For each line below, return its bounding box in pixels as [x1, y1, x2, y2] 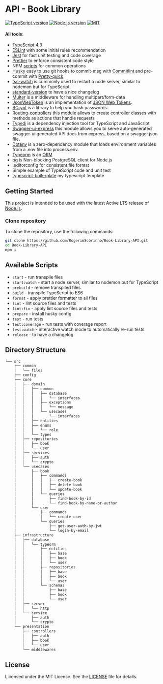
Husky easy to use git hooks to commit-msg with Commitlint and [12, 68, 143, 74]
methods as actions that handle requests [12, 115, 95, 121]
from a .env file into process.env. [12, 147, 79, 153]
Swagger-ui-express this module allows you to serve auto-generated [12, 125, 152, 131]
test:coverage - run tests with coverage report [12, 321, 107, 327]
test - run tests [12, 316, 44, 322]
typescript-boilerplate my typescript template [12, 173, 105, 179]
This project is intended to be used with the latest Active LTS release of [5, 200, 149, 206]
